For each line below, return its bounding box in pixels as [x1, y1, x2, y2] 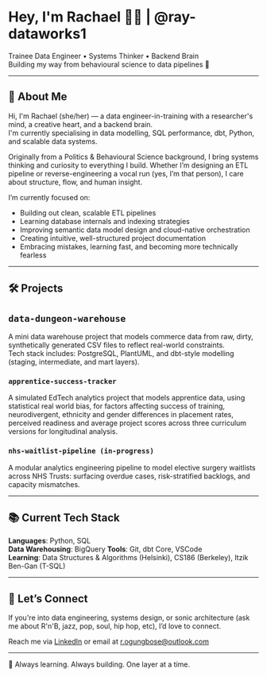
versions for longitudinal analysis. [8, 427, 118, 436]
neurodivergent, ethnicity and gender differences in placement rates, [8, 410, 234, 420]
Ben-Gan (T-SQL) [8, 561, 66, 571]
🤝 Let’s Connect [8, 592, 88, 605]
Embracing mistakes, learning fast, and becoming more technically [19, 242, 238, 251]
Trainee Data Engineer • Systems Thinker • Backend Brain [8, 51, 199, 60]
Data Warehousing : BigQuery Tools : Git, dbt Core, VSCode [8, 544, 203, 554]
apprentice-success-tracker [8, 377, 117, 385]
